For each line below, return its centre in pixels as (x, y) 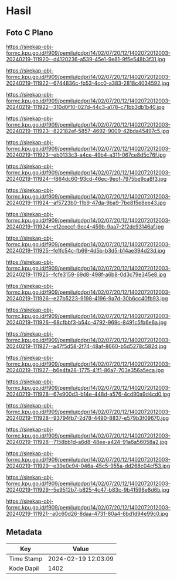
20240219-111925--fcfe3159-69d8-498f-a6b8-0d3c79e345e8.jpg (86, 274)
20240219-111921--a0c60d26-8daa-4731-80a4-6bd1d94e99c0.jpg (87, 514)
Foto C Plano (30, 33)
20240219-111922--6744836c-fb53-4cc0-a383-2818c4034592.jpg (88, 83)
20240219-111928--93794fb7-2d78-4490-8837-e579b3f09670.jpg (87, 418)
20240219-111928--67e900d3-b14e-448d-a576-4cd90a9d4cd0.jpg (88, 394)
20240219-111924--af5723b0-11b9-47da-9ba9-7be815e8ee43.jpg (86, 203)
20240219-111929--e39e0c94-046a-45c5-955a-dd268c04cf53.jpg (88, 466)
